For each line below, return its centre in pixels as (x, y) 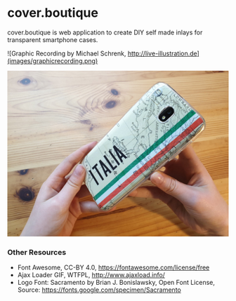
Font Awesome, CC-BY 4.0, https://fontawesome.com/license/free (113, 267)
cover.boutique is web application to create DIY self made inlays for (105, 32)
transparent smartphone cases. (53, 39)
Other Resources (37, 252)
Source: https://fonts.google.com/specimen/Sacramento (99, 290)
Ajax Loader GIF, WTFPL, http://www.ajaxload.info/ (91, 275)
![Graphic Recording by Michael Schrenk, (67, 53)
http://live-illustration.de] (164, 53)
